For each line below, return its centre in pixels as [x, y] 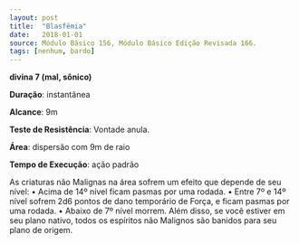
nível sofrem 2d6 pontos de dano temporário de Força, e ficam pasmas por [149, 202]
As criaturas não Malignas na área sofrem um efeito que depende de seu [145, 183]
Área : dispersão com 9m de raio [70, 147]
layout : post [34, 18]
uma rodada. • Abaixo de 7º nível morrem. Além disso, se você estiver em [147, 211]
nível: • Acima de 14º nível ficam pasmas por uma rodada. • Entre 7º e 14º [148, 192]
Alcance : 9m [34, 112]
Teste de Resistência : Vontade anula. [80, 130]
